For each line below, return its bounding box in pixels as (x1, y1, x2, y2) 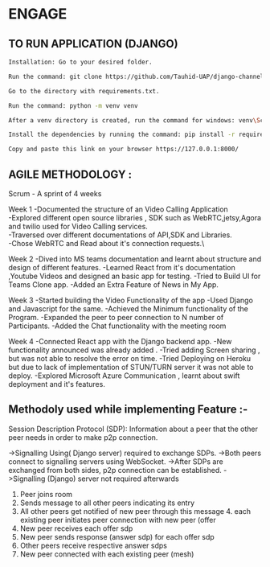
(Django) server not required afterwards (47, 474, 179, 483)
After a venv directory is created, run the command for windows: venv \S (8, 116, 261, 125)
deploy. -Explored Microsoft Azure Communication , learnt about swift (8, 371, 240, 380)
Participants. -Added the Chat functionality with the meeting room (8, 321, 227, 331)
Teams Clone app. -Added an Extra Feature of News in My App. (8, 279, 219, 290)
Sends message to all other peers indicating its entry (19, 498, 195, 507)
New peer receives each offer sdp (19, 524, 133, 533)
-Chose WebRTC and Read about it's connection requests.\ (8, 238, 205, 248)
